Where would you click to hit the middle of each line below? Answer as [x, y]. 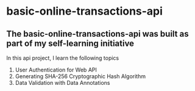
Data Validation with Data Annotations [62, 83]
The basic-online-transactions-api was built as [97, 34]
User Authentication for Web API [56, 70]
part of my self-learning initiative [70, 43]
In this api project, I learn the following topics [63, 58]
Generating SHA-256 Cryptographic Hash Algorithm [80, 76]
